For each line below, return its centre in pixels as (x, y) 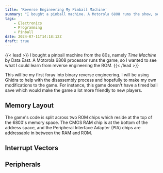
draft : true (17, 41)
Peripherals (23, 164)
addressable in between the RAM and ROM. (49, 133)
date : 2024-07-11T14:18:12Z (33, 37)
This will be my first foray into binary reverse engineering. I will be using (77, 75)
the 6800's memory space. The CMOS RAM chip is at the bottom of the (76, 122)
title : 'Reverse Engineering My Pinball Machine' (56, 9)
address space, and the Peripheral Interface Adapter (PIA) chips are (73, 127)
